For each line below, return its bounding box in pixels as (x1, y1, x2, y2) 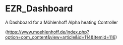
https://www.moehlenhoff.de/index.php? (6, 29, 89, 35)
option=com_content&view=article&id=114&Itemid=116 (5, 34, 116, 40)
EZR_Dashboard (5, 3, 73, 14)
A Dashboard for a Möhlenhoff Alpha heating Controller (5, 19, 118, 25)
